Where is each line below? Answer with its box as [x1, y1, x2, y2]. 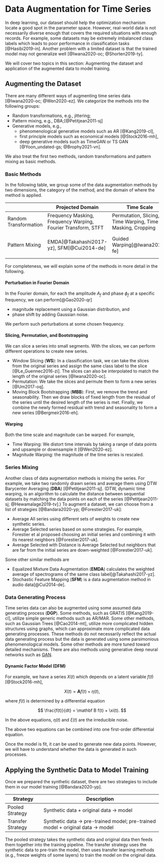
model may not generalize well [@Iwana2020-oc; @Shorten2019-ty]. [5, 50, 144, 57]
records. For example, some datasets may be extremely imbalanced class [5, 35, 153, 41]
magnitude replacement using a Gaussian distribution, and [12, 306, 130, 312]
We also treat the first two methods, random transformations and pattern [5, 153, 151, 159]
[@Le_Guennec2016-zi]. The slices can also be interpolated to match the [12, 368, 159, 374]
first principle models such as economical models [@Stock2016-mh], [19, 133, 159, 139]
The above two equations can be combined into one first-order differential [5, 726, 155, 732]
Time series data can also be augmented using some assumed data [5, 605, 141, 611]
